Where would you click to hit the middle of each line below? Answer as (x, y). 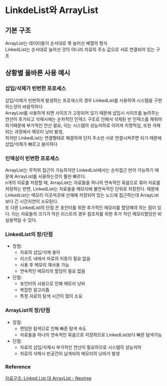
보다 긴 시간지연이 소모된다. (32, 201)
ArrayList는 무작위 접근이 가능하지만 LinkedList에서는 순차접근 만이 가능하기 (79, 170)
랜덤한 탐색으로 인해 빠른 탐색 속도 (53, 328)
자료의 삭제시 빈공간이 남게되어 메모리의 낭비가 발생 (70, 353)
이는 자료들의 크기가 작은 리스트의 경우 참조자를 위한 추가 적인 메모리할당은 (84, 213)
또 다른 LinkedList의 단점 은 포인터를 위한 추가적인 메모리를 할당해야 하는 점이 (81, 207)
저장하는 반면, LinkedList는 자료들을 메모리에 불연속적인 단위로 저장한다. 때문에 (82, 188)
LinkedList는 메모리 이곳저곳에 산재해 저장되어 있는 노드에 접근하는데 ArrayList (82, 195)
